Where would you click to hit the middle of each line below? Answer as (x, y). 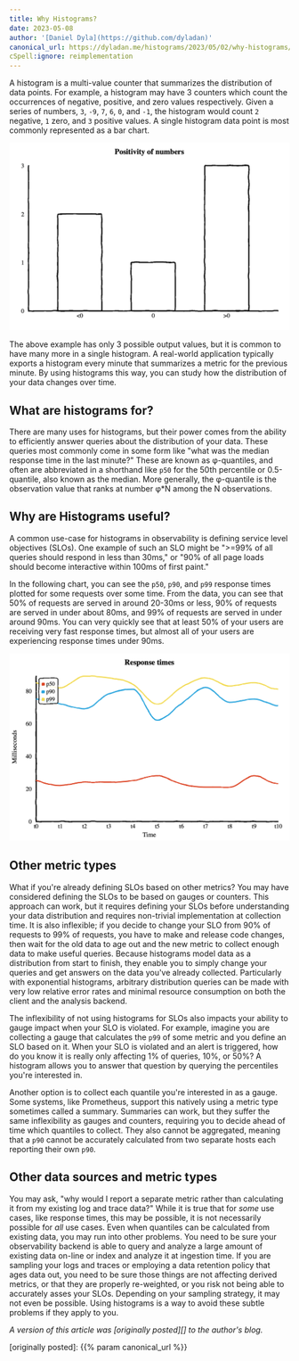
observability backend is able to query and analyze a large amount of (136, 1246)
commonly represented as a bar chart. (79, 130)
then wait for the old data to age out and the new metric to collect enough (144, 944)
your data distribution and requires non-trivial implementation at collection (145, 915)
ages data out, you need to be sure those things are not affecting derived (143, 1274)
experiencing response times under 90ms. (87, 640)
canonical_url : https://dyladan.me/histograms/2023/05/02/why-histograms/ (151, 47)
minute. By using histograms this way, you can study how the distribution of (148, 373)
